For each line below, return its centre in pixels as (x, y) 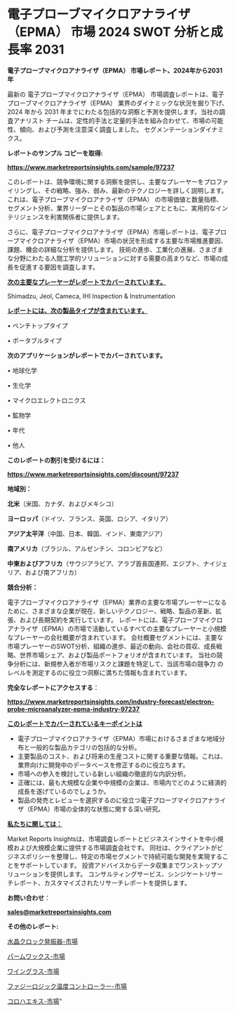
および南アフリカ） (53, 572)
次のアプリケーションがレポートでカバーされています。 (87, 355)
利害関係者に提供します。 (87, 217)
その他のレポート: (33, 926)
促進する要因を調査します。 (59, 267)
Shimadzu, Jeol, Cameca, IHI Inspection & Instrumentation (91, 296)
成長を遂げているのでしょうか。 (63, 791)
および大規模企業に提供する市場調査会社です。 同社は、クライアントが (115, 847)
